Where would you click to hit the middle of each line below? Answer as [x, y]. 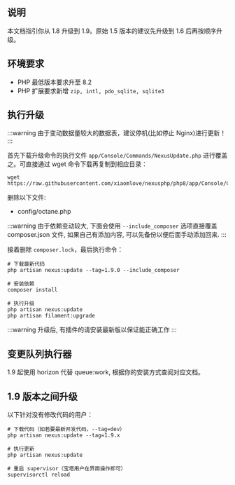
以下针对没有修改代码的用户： [50, 415]
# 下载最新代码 [26, 264]
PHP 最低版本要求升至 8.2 [55, 82]
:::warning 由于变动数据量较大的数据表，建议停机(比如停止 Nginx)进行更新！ [116, 133]
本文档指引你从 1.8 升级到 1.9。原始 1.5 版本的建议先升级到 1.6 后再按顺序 [112, 31]
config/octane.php [44, 212]
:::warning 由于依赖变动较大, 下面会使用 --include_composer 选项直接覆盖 [113, 226]
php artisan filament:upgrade [51, 316]
